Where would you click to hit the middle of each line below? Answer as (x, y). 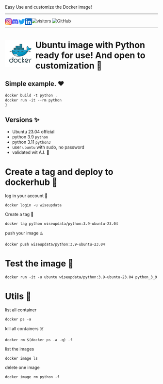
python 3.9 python (30, 137)
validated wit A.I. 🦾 (31, 152)
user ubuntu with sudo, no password (48, 147)
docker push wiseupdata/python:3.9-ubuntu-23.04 (55, 244)
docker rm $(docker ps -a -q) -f (39, 340)
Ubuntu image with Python (90, 45)
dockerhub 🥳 (31, 182)
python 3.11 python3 (31, 142)
